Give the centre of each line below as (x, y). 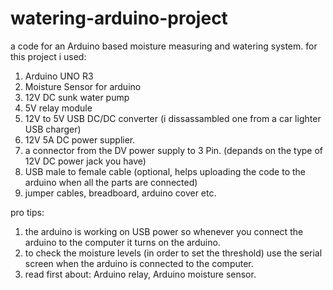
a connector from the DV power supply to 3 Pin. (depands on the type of (173, 150)
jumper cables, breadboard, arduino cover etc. (120, 193)
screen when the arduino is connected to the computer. (139, 263)
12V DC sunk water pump (77, 97)
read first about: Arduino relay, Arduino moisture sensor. (140, 274)
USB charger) (53, 129)
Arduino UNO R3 (59, 76)
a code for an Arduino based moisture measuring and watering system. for (164, 46)
